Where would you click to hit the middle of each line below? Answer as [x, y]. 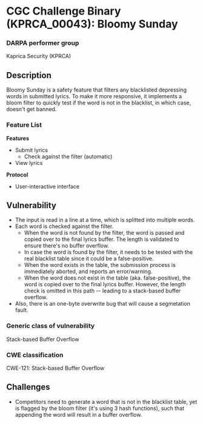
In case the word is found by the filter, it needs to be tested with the [108, 252]
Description [29, 75]
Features [18, 138]
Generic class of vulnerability [51, 326]
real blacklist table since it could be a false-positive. [89, 258]
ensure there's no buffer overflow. [67, 246]
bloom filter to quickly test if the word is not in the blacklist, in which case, [99, 103]
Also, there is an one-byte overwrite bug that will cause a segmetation [103, 304]
